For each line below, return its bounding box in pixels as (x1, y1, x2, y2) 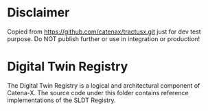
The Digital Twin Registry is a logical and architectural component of (7, 81, 200, 90)
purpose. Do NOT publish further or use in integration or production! (7, 34, 200, 42)
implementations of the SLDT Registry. (7, 96, 116, 104)
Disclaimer (7, 5, 70, 21)
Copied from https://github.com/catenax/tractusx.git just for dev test (7, 27, 201, 36)
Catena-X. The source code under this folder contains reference (7, 88, 189, 97)
